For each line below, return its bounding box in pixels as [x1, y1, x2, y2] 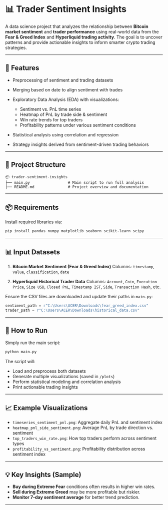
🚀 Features [5, 64, 39, 72]
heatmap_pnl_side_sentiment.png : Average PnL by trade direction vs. [12, 425, 153, 431]
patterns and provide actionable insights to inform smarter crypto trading [5, 39, 155, 45]
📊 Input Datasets [5, 248, 60, 256]
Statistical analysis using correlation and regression [12, 131, 119, 137]
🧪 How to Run [5, 326, 48, 335]
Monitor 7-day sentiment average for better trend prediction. [12, 495, 140, 501]
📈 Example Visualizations [5, 404, 88, 412]
